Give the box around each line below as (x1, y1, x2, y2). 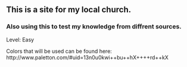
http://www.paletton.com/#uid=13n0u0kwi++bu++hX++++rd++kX (6, 53, 169, 61)
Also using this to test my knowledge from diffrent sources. (6, 23, 182, 31)
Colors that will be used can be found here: (6, 47, 112, 55)
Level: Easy (6, 36, 35, 43)
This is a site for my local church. (6, 5, 132, 15)
